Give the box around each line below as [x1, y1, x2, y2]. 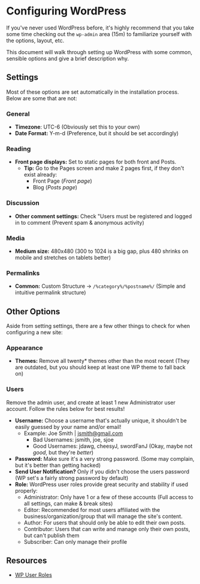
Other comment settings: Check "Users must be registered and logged [14, 212, 192, 220]
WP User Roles [14, 571, 52, 579]
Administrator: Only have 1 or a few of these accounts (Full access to [23, 493, 193, 500]
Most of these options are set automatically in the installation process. [6, 88, 180, 96]
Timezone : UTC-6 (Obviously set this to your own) [14, 123, 141, 130]
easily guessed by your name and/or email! [14, 423, 122, 430]
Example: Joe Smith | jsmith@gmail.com [23, 430, 123, 437]
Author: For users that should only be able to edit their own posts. [23, 519, 186, 526]
